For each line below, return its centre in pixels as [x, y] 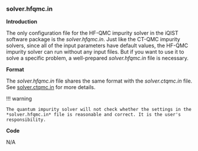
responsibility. [26, 120]
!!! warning [19, 99]
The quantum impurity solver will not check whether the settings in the [99, 110]
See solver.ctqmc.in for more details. [51, 87]
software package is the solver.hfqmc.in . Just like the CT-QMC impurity [93, 40]
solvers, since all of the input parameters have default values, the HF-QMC [97, 45]
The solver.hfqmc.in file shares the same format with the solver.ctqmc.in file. [99, 81]
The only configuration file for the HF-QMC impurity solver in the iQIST [92, 33]
